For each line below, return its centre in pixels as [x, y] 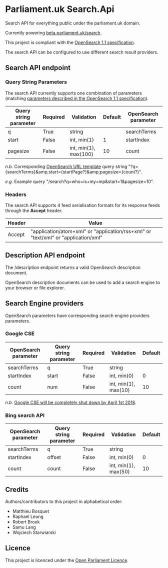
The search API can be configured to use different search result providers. [82, 52]
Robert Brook [26, 521]
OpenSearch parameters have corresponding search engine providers [77, 315]
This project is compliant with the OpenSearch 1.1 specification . [70, 42]
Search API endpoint [38, 68]
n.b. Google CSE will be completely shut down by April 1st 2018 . [71, 402]
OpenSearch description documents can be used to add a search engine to [83, 282]
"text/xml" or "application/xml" [66, 237]
